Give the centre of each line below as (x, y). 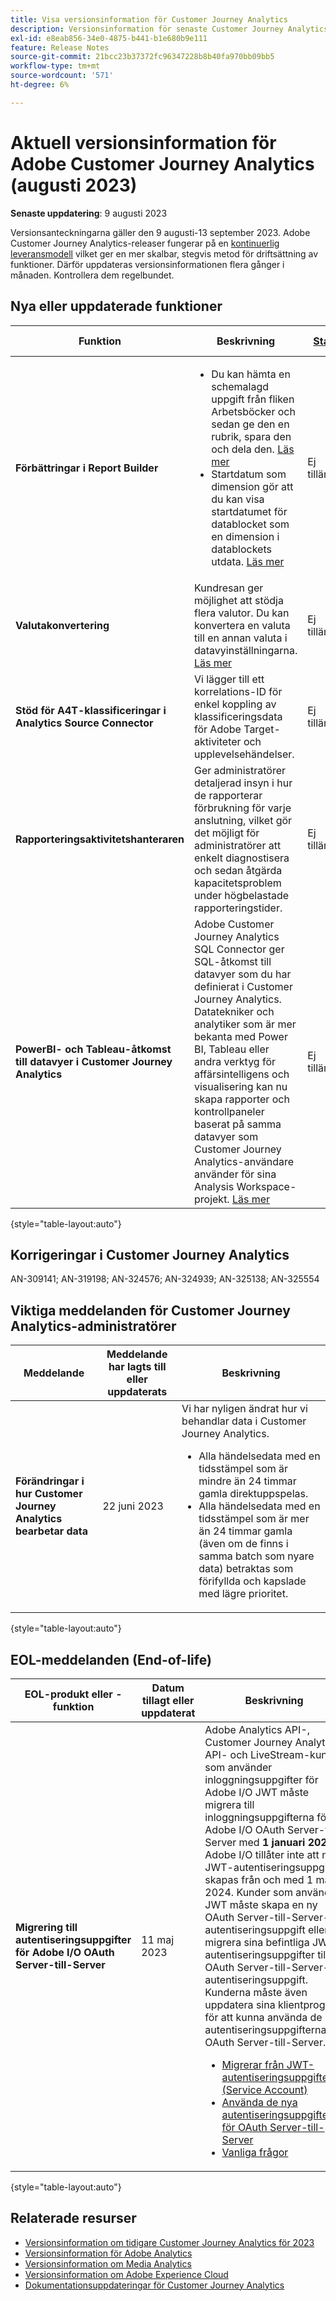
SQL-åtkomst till (233, 961)
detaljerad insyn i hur (243, 783)
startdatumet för (249, 511)
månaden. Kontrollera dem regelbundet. (92, 275)
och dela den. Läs (253, 449)
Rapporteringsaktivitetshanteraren (100, 839)
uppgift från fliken (253, 399)
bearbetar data (52, 1531)
